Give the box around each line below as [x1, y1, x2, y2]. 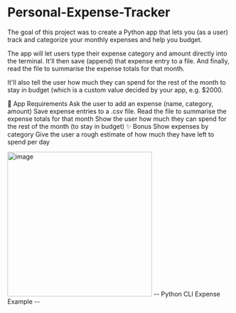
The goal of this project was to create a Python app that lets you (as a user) [7, 28, 229, 36]
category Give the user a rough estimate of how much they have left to [7, 129, 215, 139]
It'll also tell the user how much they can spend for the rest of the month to [7, 78, 226, 86]
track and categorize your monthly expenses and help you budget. [7, 35, 203, 43]
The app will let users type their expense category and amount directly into [7, 49, 227, 58]
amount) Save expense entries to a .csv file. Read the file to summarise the [7, 107, 227, 115]
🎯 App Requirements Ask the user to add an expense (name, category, [7, 99, 214, 107]
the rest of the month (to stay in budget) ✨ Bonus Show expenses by [7, 122, 209, 130]
